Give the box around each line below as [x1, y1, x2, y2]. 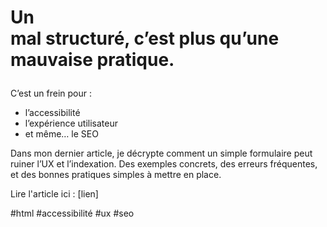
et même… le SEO [24, 128, 99, 140]
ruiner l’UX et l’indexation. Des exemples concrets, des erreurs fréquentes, [10, 158, 318, 170]
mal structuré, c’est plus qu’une [10, 27, 280, 50]
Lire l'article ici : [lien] [10, 188, 99, 200]
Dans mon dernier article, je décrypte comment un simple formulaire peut [10, 147, 313, 160]
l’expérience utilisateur [24, 117, 118, 130]
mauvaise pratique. [10, 49, 175, 71]
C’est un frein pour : [10, 87, 93, 100]
